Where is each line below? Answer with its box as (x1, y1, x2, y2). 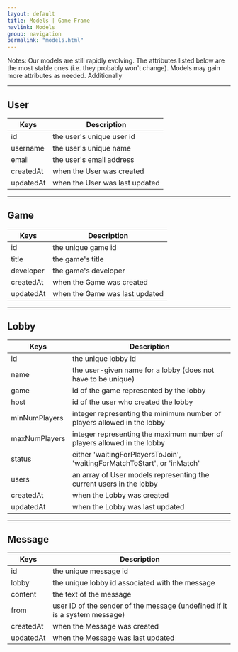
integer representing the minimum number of (72, 408, 222, 418)
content (11, 589, 37, 599)
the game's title (52, 254, 104, 263)
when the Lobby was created (72, 490, 169, 500)
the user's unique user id (52, 131, 136, 141)
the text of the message (52, 589, 132, 599)
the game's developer (52, 266, 125, 276)
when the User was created (52, 166, 144, 176)
